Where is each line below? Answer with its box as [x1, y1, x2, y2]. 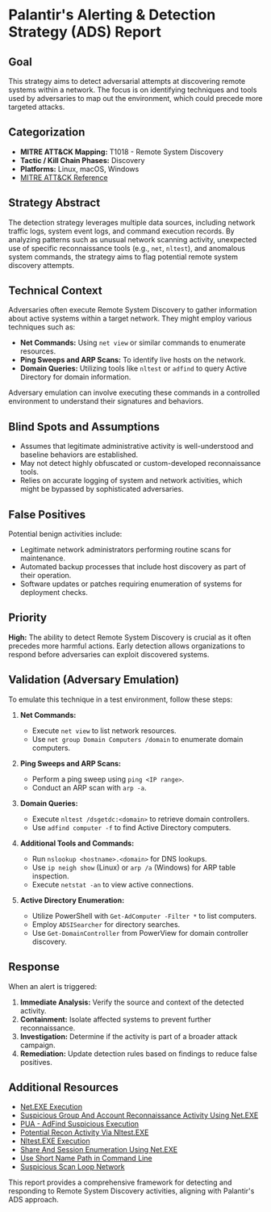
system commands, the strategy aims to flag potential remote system [8, 252, 238, 262]
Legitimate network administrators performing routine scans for [19, 545, 231, 555]
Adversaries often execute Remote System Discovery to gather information [8, 305, 257, 315]
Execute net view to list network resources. [31, 725, 177, 736]
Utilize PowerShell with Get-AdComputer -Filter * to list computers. [31, 911, 256, 921]
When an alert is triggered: [8, 981, 98, 991]
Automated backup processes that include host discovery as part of [19, 562, 246, 572]
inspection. [31, 870, 70, 881]
